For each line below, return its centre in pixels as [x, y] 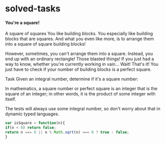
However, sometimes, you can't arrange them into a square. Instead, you [79, 54]
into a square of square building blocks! [45, 44]
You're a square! [22, 22]
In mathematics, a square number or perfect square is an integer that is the [81, 89]
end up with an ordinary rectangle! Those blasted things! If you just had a [80, 59]
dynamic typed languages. [32, 114]
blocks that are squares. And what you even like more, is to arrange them [80, 39]
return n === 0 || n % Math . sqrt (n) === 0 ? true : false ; [67, 132]
